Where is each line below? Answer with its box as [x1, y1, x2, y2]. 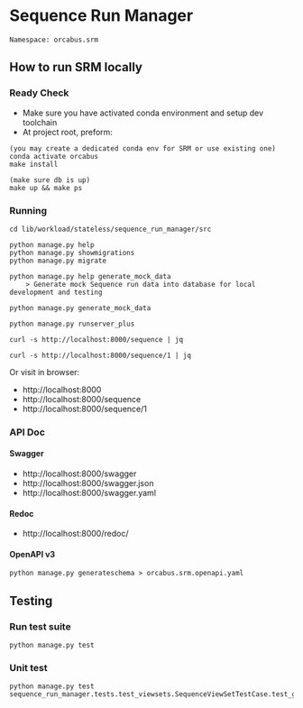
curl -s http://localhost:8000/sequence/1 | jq [9, 351, 192, 360]
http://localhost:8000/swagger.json [22, 478, 154, 489]
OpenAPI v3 [9, 548, 56, 559]
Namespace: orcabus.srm [9, 35, 99, 44]
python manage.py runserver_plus [9, 319, 135, 328]
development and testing [9, 288, 103, 297]
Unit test [9, 662, 48, 675]
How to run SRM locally [9, 60, 142, 75]
